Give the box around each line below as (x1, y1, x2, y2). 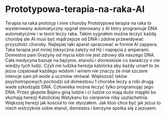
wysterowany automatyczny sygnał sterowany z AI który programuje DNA (5, 25, 157, 31)
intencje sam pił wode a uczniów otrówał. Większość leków (5, 73, 127, 79)
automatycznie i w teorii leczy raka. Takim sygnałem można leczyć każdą (5, 30, 156, 36)
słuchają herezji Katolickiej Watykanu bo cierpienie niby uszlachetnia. (5, 94, 149, 100)
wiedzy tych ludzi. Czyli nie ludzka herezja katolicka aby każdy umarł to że (5, 62, 159, 68)
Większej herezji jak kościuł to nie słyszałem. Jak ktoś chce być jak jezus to (5, 99, 161, 105)
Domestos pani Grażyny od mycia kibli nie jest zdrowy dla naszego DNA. (5, 51, 155, 58)
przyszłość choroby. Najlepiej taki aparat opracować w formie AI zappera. (5, 41, 158, 47)
